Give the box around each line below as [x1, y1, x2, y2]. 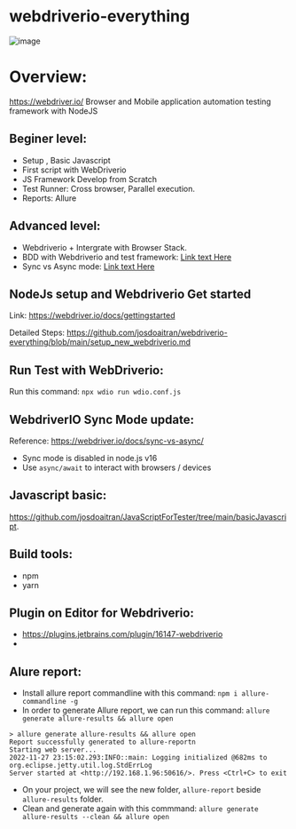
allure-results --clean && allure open [21, 813, 170, 822]
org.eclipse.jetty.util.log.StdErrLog [9, 761, 152, 770]
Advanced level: [9, 219, 101, 234]
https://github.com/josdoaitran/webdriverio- [66, 327, 228, 339]
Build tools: [9, 546, 74, 562]
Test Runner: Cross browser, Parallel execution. [21, 183, 196, 194]
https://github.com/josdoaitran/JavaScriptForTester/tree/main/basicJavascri [9, 511, 287, 522]
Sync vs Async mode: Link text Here [21, 260, 155, 272]
